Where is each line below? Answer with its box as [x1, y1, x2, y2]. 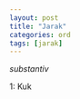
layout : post [9, 13, 59, 23]
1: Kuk [9, 81, 32, 92]
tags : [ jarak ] [9, 38, 64, 48]
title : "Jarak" [9, 22, 67, 31]
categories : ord [9, 30, 71, 39]
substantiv [9, 64, 49, 74]
